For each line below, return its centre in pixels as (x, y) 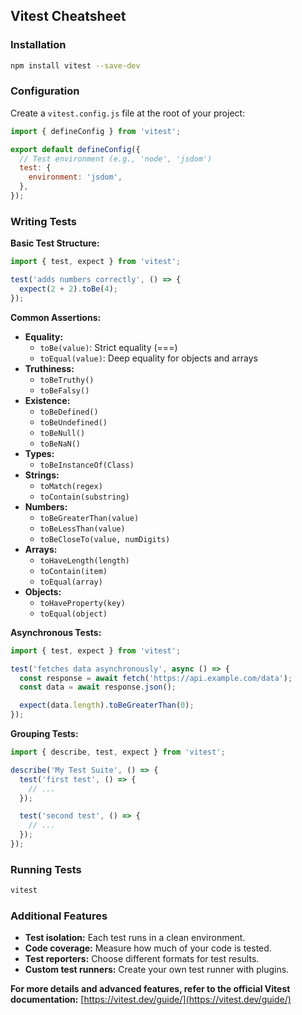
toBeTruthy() (67, 380)
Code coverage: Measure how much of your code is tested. (148, 948)
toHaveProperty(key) (82, 603)
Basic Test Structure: (55, 243)
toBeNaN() (60, 444)
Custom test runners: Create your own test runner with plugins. (157, 970)
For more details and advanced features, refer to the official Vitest (150, 989)
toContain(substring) (84, 497)
